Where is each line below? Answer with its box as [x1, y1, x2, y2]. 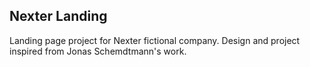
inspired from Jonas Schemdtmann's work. [9, 45, 187, 57]
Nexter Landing [9, 8, 108, 25]
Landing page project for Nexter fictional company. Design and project [9, 34, 301, 46]
